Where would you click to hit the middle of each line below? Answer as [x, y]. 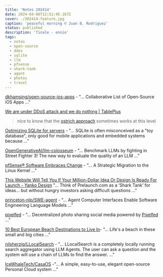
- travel [18, 83]
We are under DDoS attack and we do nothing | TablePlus [63, 111]
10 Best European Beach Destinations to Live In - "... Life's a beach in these [80, 229]
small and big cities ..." [28, 234]
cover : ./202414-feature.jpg [35, 19]
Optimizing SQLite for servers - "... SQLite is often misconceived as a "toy [79, 130]
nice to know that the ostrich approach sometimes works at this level [86, 121]
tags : [11, 37]
